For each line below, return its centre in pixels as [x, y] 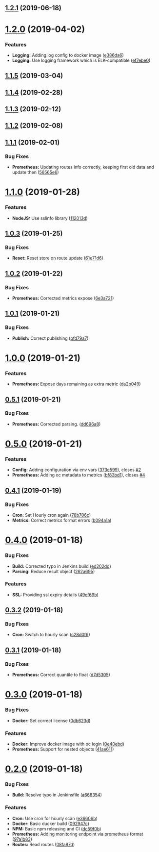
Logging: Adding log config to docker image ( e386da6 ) [68, 55]
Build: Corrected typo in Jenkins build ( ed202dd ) [61, 566]
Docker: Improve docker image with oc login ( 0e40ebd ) [68, 744]
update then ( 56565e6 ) [36, 172]
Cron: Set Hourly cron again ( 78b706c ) [51, 515]
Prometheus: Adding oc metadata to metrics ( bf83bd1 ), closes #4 [79, 475]
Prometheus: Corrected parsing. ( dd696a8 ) [56, 424]
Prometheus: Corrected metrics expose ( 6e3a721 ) [63, 298]
